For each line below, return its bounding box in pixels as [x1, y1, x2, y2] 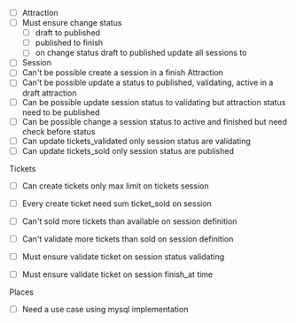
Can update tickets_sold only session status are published [21, 145, 235, 156]
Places [9, 287, 34, 297]
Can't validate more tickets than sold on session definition [21, 234, 234, 244]
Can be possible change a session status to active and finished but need [21, 116, 288, 127]
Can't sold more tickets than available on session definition [21, 216, 238, 227]
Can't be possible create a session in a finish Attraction [21, 67, 224, 78]
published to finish [35, 37, 104, 48]
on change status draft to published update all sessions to [35, 48, 247, 58]
